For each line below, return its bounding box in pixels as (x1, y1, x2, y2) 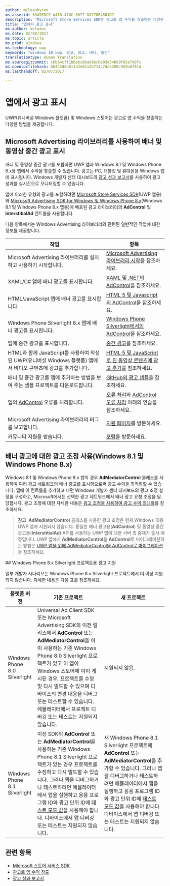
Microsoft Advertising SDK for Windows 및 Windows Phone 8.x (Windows (10, 197, 163, 203)
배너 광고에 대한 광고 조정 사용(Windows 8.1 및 (5, 452, 144, 461)
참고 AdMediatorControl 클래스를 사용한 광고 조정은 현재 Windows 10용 (17, 517, 164, 523)
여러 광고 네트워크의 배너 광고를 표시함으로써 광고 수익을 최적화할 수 (18, 481, 153, 487)
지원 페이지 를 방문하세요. (106, 420, 162, 427)
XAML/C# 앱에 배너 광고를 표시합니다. (8, 278, 94, 285)
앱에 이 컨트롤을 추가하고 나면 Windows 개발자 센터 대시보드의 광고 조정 (16, 487, 158, 493)
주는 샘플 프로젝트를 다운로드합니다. (14, 381, 94, 389)
